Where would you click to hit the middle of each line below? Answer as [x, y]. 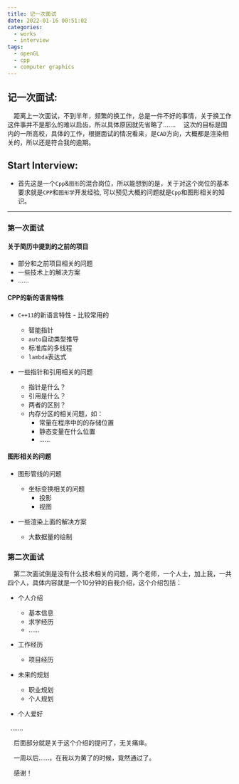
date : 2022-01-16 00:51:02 [47, 21]
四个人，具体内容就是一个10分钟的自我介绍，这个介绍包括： [95, 583]
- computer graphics [44, 67]
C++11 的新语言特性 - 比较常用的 [63, 314]
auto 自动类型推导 [54, 339]
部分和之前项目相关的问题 [55, 263]
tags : [15, 47]
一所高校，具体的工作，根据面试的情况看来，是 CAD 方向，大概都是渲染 [121, 134]
